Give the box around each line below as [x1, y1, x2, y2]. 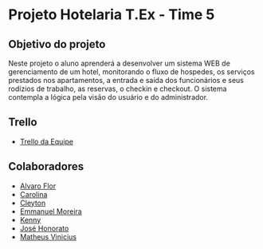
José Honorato [19, 223, 69, 233]
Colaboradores [8, 160, 84, 173]
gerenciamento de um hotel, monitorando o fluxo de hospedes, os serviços [8, 67, 255, 77]
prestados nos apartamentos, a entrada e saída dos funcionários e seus [8, 76, 245, 85]
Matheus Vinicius [19, 231, 77, 241]
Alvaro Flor [19, 181, 57, 191]
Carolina [19, 189, 48, 199]
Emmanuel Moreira [19, 206, 82, 216]
